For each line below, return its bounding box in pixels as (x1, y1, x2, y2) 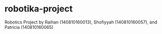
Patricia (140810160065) (4, 24, 54, 30)
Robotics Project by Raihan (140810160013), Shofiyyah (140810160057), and (4, 19, 157, 25)
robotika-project (4, 3, 73, 14)
